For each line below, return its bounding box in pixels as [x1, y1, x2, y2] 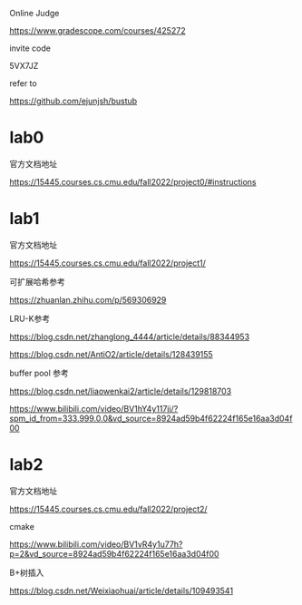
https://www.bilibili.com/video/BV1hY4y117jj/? [9, 403, 179, 414]
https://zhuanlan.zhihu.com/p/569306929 [9, 294, 167, 305]
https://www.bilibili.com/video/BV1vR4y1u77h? [9, 539, 183, 550]
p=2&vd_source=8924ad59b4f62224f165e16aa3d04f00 [9, 548, 219, 559]
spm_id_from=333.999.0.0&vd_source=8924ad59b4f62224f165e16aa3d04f [9, 413, 293, 424]
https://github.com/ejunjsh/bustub [9, 95, 138, 106]
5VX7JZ [9, 61, 39, 71]
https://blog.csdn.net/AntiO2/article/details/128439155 [9, 348, 213, 359]
